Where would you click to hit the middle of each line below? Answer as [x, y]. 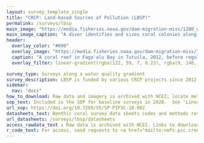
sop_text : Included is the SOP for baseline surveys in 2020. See [93, 102]
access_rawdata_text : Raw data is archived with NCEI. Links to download [103, 125]
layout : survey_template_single [47, 12]
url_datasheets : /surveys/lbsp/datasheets [61, 119]
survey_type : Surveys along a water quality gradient [76, 74]
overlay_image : [31, 52]
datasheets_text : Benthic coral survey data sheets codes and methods [97, 113]
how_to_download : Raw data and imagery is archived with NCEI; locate [97, 97]
